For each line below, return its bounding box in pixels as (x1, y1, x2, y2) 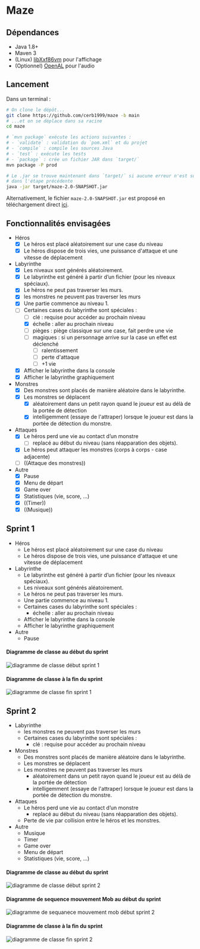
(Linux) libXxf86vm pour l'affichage (14, 56, 102, 63)
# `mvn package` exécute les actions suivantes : (6, 134, 132, 140)
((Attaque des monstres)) (23, 459, 86, 466)
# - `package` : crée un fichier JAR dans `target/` (6, 156, 140, 162)
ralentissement (41, 347, 79, 354)
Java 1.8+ (14, 43, 39, 50)
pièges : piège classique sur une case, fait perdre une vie (32, 326, 174, 334)
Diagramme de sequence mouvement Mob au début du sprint (6, 895, 161, 902)
